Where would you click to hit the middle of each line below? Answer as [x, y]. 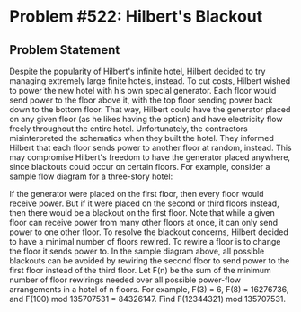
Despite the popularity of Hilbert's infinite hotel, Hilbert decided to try [137, 71]
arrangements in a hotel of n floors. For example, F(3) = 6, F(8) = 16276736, [149, 289]
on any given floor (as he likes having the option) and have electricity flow [146, 119]
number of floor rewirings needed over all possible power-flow [125, 280]
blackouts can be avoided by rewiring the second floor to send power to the [150, 261]
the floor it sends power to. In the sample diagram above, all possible [137, 251]
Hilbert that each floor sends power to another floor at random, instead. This [150, 147]
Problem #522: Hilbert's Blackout [136, 17]
